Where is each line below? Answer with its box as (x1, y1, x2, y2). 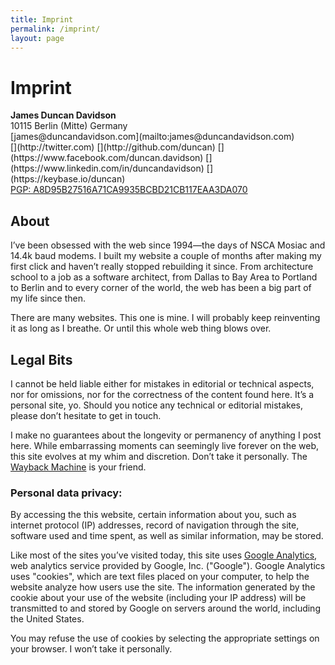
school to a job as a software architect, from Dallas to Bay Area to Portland (10, 271, 318, 283)
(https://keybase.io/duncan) (10, 173, 126, 185)
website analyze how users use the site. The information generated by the (10, 581, 316, 593)
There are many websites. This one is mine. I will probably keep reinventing (10, 312, 321, 324)
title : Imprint (10, 14, 74, 25)
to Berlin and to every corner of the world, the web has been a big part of (10, 282, 312, 294)
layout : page (10, 33, 65, 43)
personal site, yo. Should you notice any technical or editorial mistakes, (10, 399, 304, 411)
